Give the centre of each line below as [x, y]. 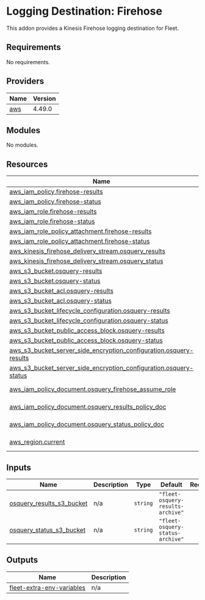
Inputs [19, 467]
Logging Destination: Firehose [85, 11]
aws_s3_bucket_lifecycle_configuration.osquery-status [89, 320]
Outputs [22, 560]
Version [44, 98]
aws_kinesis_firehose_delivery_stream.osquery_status [86, 261]
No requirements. [28, 62]
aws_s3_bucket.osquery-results [56, 271]
